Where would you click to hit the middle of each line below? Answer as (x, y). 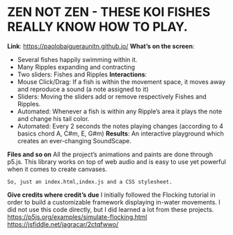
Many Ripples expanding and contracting (76, 67)
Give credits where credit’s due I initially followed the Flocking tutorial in (111, 195)
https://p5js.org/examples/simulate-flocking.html (77, 217)
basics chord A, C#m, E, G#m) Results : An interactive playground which (121, 133)
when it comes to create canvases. (57, 169)
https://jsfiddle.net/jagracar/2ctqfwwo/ (63, 224)
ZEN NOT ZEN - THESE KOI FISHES (109, 12)
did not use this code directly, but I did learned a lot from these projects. (111, 209)
